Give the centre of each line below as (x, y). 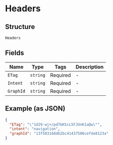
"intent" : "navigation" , (35, 129)
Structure (20, 27)
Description (90, 67)
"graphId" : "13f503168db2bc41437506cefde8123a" (59, 134)
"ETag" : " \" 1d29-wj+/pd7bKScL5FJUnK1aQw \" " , (56, 124)
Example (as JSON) (35, 109)
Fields (15, 53)
